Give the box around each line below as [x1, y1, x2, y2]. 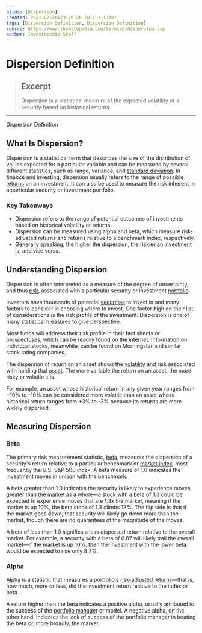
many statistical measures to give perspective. [6, 318, 121, 326]
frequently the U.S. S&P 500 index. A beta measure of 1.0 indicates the [6, 466, 182, 473]
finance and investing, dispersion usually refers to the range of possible [6, 173, 184, 181]
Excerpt [20, 81, 51, 91]
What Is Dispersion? [6, 138, 84, 148]
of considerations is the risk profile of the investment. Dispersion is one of [6, 312, 189, 319]
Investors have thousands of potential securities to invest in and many [6, 299, 179, 306]
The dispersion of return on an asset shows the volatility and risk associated [6, 361, 195, 368]
